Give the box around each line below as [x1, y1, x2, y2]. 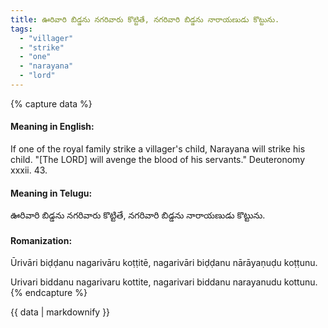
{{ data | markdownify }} [10, 306, 111, 318]
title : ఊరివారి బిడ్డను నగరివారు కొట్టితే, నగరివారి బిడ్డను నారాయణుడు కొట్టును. [10, 14, 280, 25]
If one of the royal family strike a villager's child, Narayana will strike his [10, 143, 306, 155]
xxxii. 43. [10, 164, 48, 176]
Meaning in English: [10, 121, 95, 133]
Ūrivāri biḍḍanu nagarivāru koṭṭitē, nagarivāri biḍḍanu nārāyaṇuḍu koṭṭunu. [10, 257, 318, 269]
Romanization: [10, 234, 73, 246]
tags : [10, 24, 33, 34]
